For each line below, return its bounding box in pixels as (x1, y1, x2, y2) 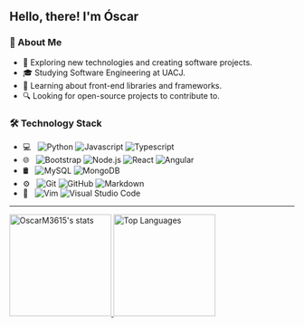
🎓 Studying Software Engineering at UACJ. (22, 67, 185, 78)
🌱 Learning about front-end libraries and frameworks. (22, 80, 223, 91)
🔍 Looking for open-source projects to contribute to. (22, 90, 220, 101)
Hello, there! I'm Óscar (9, 9, 139, 24)
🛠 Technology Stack (9, 117, 102, 130)
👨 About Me (9, 36, 62, 49)
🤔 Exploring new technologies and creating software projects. (22, 56, 253, 68)
